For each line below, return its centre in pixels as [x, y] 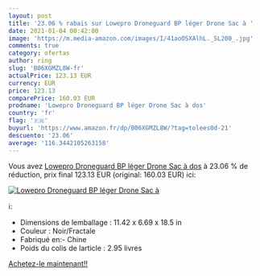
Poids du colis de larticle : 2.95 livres [81, 248]
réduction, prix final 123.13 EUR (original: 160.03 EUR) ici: [102, 175]
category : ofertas [39, 53]
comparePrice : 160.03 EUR [52, 98]
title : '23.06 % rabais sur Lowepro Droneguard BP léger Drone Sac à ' [131, 23]
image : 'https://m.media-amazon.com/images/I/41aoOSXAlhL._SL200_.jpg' [131, 38]
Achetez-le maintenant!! [48, 263]
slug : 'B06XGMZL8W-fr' [46, 68]
